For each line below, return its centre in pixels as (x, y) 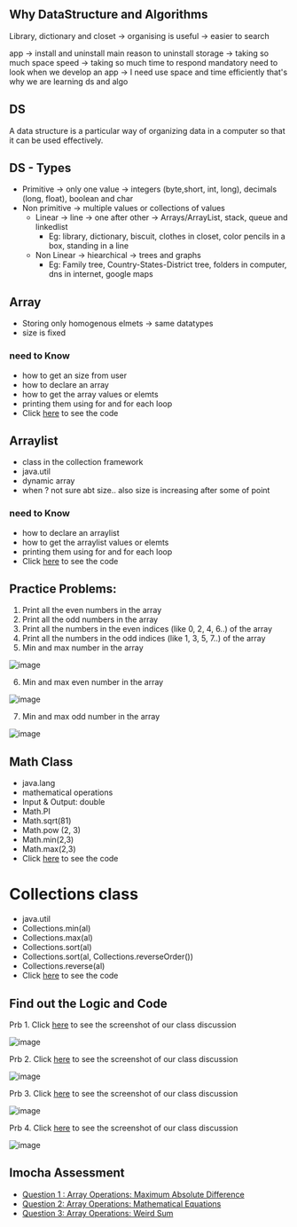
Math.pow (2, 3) (51, 830)
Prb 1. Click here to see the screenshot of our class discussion (123, 1025)
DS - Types (40, 168)
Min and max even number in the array (93, 682)
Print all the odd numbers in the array (90, 619)
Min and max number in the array (82, 648)
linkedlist (51, 227)
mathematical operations (67, 792)
